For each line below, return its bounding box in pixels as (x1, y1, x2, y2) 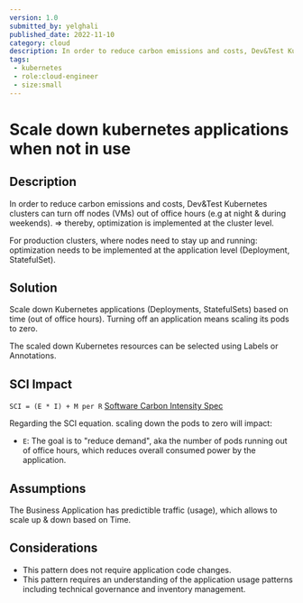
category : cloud (9, 38, 70, 48)
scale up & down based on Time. (9, 515, 132, 525)
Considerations (9, 541, 98, 556)
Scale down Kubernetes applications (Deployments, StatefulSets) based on (9, 304, 289, 315)
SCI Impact (9, 376, 72, 392)
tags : (9, 55, 30, 64)
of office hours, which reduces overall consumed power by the (22, 445, 256, 456)
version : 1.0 (9, 13, 59, 23)
